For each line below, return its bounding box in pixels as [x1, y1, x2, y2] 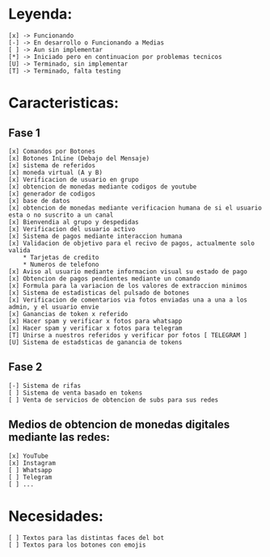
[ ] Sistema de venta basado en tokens [8, 389, 143, 397]
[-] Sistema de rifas [8, 382, 82, 390]
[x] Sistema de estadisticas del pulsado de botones [8, 289, 190, 297]
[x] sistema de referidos [8, 161, 95, 170]
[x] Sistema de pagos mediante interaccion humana [8, 232, 183, 240]
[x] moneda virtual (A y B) [8, 168, 103, 176]
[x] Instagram [8, 458, 57, 467]
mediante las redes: [8, 430, 111, 445]
